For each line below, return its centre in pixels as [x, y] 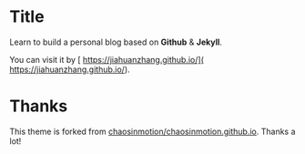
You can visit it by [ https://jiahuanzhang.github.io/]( [107, 59]
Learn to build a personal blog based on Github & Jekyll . [116, 42]
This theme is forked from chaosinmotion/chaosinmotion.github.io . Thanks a [152, 131]
